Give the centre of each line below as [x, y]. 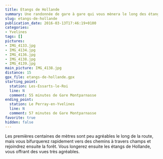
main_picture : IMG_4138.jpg [33, 68]
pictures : [15, 41]
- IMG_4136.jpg [20, 55]
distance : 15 [18, 73]
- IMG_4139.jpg [20, 64]
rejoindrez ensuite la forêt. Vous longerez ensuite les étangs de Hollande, [78, 146]
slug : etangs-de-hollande [31, 18]
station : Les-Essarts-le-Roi [39, 86]
